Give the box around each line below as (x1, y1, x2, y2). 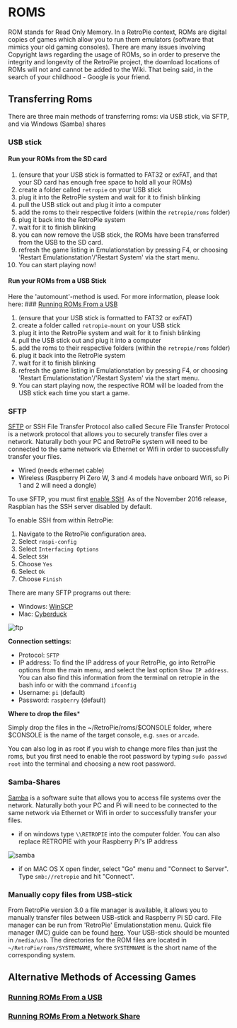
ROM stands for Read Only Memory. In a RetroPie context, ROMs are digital (8, 28, 227, 36)
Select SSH (18, 552, 49, 561)
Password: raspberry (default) (18, 696, 107, 704)
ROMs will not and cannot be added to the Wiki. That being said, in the (8, 65, 214, 74)
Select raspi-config (18, 537, 77, 546)
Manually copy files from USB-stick (8, 889, 133, 899)
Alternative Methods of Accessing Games (8, 971, 197, 983)
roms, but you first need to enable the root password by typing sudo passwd (8, 752, 227, 761)
